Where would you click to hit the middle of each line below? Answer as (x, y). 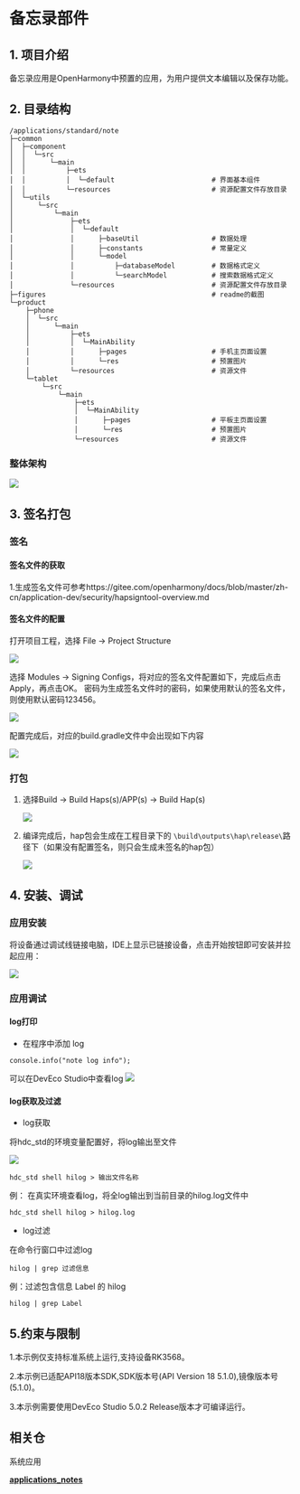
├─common (26, 138)
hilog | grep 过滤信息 (49, 1269)
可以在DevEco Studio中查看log (66, 1078)
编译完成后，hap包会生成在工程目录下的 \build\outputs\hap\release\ (152, 836)
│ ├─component (38, 146)
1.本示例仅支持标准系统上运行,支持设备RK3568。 (99, 1357)
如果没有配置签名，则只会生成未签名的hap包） (133, 847)
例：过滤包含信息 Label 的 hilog (68, 1287)
